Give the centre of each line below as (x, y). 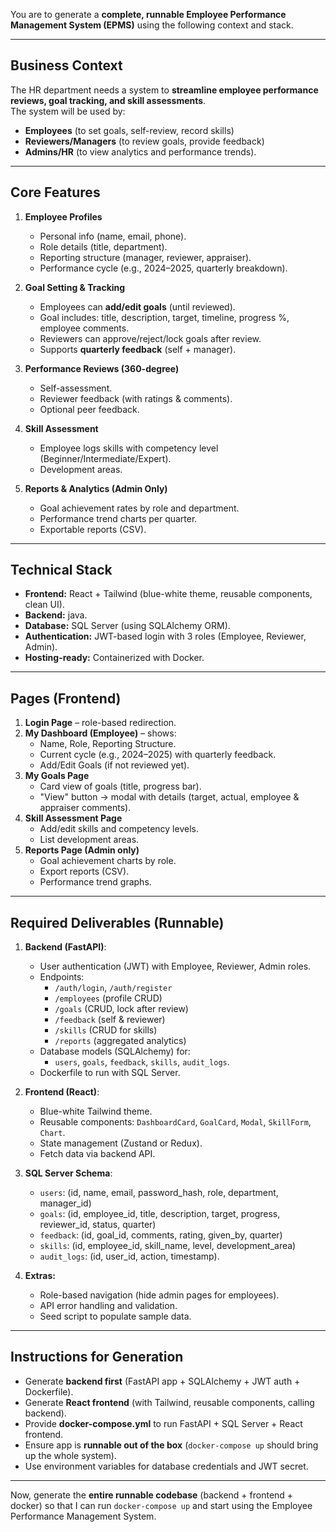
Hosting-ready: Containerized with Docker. (114, 658)
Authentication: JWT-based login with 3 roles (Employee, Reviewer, (165, 636)
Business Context (66, 65)
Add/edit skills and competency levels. (119, 829)
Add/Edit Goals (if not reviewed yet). (114, 765)
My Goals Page (57, 776)
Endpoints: (62, 977)
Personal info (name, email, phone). (113, 236)
